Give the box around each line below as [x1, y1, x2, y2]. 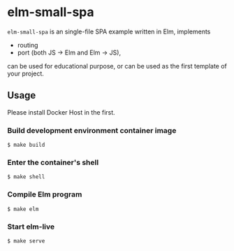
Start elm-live [7, 222, 55, 231]
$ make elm [7, 206, 39, 213]
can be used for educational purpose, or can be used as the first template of [7, 62, 227, 70]
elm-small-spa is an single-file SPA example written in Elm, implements [7, 27, 211, 36]
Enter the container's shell [7, 157, 99, 167]
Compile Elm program [7, 189, 82, 199]
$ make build [7, 141, 45, 149]
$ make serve [7, 237, 45, 245]
